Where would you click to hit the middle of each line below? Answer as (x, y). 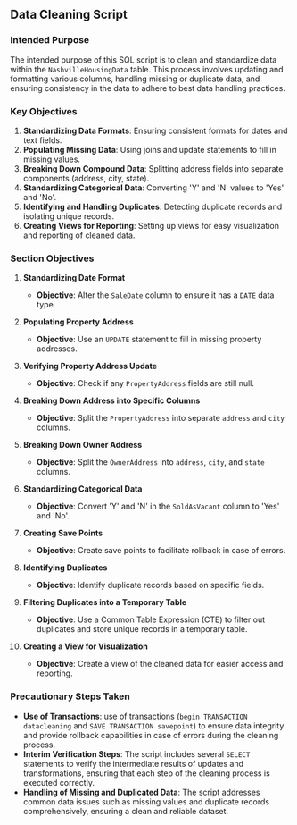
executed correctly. (58, 782)
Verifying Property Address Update (90, 366)
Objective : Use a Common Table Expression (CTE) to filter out (151, 619)
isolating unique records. (69, 216)
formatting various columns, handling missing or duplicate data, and (135, 79)
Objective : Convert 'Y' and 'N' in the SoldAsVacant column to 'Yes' (158, 506)
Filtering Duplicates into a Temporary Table (105, 602)
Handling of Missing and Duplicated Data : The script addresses (142, 792)
